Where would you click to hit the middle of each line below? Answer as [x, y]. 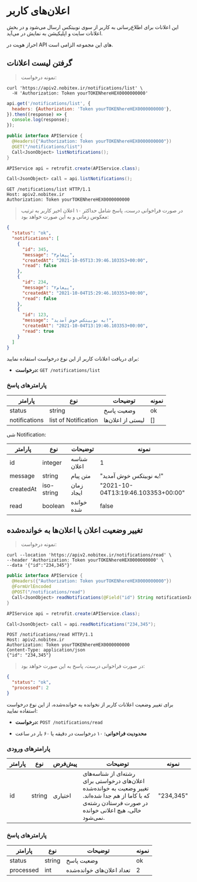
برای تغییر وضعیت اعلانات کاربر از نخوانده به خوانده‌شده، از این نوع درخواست [90, 704]
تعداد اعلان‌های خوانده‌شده [98, 870]
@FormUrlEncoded [32, 587]
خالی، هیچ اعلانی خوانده [112, 810]
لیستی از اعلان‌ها [124, 420]
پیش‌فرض [65, 764]
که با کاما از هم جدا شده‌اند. [116, 796]
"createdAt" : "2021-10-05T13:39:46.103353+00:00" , [85, 260]
